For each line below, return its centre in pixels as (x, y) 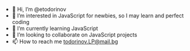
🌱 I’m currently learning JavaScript (55, 28)
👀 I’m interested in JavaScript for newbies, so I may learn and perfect (98, 16)
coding (21, 22)
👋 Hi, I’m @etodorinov (39, 9)
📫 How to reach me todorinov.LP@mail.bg (65, 41)
